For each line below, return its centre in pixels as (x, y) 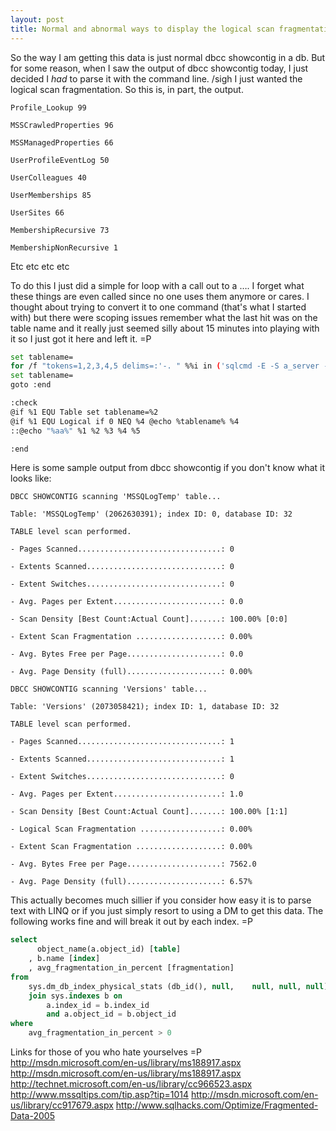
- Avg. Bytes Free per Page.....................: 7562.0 (133, 864)
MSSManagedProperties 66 (62, 142)
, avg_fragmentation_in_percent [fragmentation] (131, 968)
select (24, 940)
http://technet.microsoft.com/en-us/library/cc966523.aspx (131, 1084)
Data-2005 (32, 1115)
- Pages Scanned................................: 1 (122, 742)
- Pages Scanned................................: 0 (122, 549)
